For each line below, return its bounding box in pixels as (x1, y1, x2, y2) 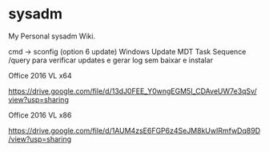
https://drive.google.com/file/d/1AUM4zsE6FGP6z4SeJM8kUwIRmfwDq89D (8, 126, 261, 135)
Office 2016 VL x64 (8, 70, 72, 80)
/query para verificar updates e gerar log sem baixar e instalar (8, 55, 214, 65)
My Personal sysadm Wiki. (8, 31, 96, 41)
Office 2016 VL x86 (8, 110, 72, 120)
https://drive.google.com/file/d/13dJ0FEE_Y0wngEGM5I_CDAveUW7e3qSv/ (8, 86, 258, 96)
